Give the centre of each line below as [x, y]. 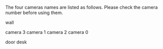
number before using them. [34, 13]
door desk [16, 42]
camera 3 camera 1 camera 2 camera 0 [47, 32]
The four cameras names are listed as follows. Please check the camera [81, 7]
